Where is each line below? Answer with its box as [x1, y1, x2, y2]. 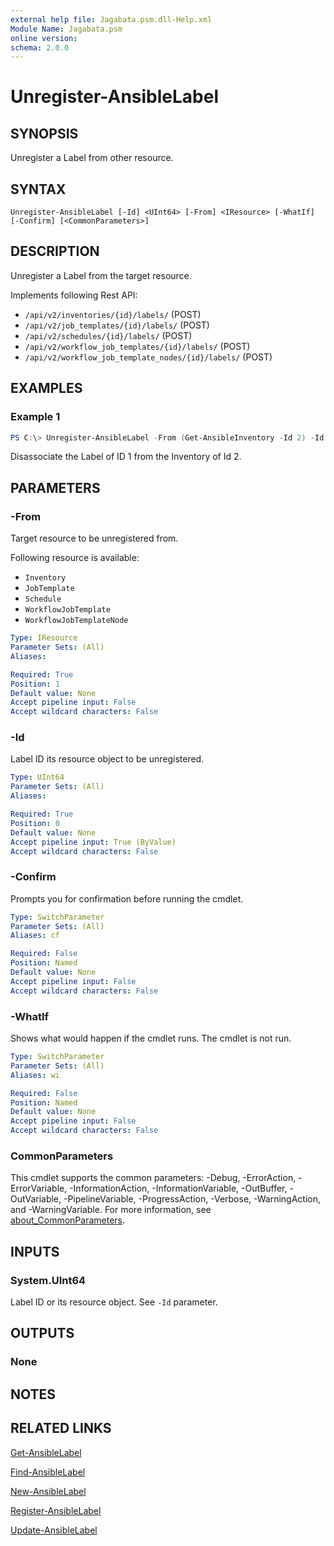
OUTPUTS [10, 1325, 75, 1342]
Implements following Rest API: [10, 289, 138, 301]
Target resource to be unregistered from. [10, 532, 179, 545]
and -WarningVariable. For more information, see [10, 1204, 212, 1216]
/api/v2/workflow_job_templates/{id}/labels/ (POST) [24, 340, 251, 352]
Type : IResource [10, 633, 78, 643]
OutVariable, [10, 1193, 62, 1205]
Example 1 [10, 410, 61, 424]
